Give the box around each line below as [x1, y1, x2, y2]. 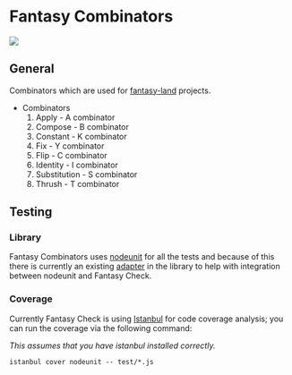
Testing [9, 204, 53, 220]
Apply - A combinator [35, 112, 116, 123]
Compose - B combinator [35, 121, 130, 132]
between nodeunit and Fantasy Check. [9, 270, 152, 281]
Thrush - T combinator [35, 178, 120, 189]
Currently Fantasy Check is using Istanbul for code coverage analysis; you [9, 313, 284, 324]
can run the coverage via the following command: [9, 322, 193, 333]
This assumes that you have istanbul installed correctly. [9, 340, 216, 351]
